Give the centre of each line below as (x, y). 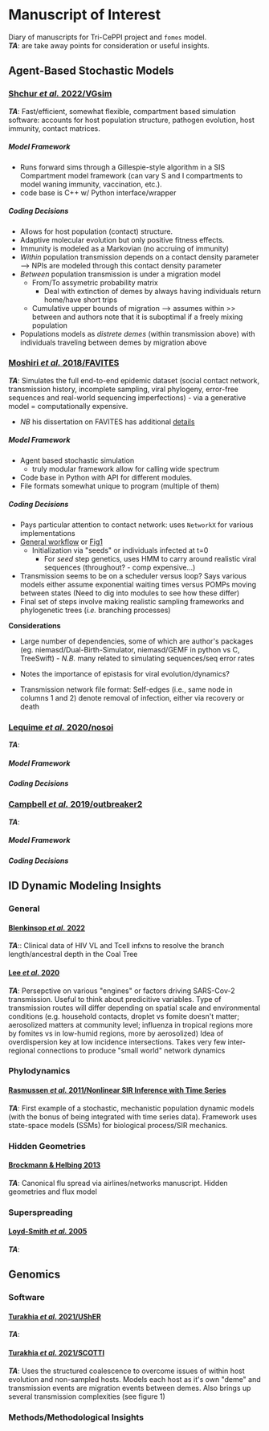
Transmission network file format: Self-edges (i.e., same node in (126, 689)
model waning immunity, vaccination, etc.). (91, 184)
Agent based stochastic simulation (77, 460)
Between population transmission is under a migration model (120, 274)
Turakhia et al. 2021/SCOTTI (57, 1352)
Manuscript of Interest (85, 15)
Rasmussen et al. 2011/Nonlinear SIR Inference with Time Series (117, 1090)
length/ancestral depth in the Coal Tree (73, 955)
